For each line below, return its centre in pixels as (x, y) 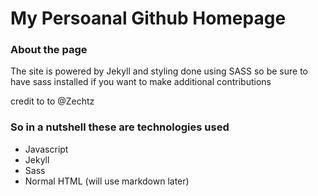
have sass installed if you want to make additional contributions (141, 82)
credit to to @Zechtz (52, 101)
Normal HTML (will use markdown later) (107, 181)
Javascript (46, 149)
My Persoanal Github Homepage (148, 18)
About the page (49, 50)
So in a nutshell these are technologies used (120, 127)
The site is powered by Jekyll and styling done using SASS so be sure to (159, 71)
